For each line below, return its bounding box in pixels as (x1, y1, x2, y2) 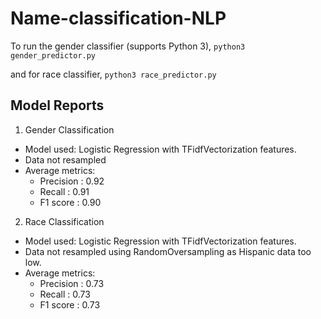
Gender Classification (24, 123, 115, 136)
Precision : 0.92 (39, 175, 105, 187)
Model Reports (10, 97, 105, 114)
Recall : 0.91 (39, 185, 90, 197)
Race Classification (24, 215, 105, 227)
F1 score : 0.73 (39, 298, 101, 311)
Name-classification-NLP (10, 7, 227, 30)
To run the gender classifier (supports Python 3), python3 (10, 40, 246, 52)
